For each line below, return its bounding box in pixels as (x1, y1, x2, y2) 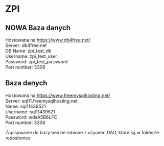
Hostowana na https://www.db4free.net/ (5, 37, 90, 43)
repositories (5, 135, 31, 141)
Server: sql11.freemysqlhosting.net (5, 98, 78, 104)
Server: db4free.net (5, 42, 47, 48)
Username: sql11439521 (5, 108, 55, 115)
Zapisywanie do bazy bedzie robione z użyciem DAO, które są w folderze (5, 129, 159, 135)
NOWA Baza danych (5, 23, 71, 32)
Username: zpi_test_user (5, 53, 58, 59)
